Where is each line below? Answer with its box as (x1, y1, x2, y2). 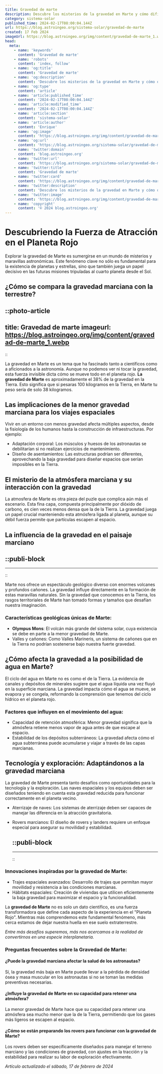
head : (5, 39, 16, 44)
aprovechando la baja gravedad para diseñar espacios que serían (12, 456, 143, 462)
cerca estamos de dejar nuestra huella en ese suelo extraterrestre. (5, 919, 138, 925)
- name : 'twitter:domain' (14, 147, 66, 152)
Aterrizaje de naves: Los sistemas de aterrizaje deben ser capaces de (12, 804, 152, 810)
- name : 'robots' (14, 57, 49, 62)
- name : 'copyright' (14, 201, 55, 206)
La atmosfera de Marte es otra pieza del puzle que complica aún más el (5, 496, 148, 502)
